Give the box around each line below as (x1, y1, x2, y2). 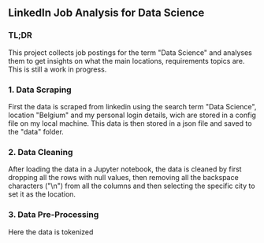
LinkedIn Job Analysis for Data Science (8, 6, 205, 20)
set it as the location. (8, 190, 76, 199)
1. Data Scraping (8, 84, 73, 95)
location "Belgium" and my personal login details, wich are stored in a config (8, 110, 256, 120)
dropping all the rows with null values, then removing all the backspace (8, 173, 239, 182)
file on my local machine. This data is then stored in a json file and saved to (8, 118, 252, 128)
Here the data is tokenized (8, 227, 94, 237)
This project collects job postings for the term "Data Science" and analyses (8, 47, 252, 57)
